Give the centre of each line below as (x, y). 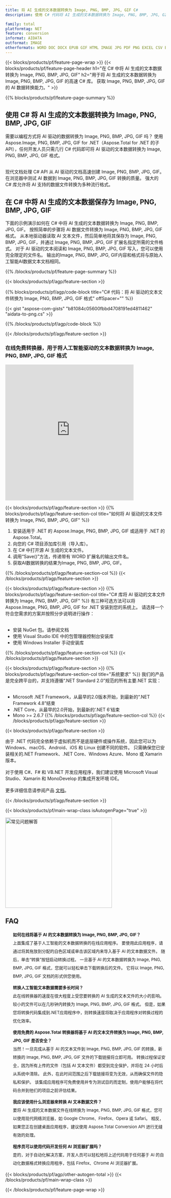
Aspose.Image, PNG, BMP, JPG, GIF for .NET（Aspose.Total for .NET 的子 (82, 142)
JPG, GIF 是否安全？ (32, 1041)
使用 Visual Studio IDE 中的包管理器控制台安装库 (63, 636)
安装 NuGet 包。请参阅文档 (41, 630)
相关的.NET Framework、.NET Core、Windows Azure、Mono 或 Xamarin (86, 754)
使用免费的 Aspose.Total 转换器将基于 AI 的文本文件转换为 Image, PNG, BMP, (88, 1032)
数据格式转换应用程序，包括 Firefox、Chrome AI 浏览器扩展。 (81, 1163)
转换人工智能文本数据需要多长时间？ (48, 988)
